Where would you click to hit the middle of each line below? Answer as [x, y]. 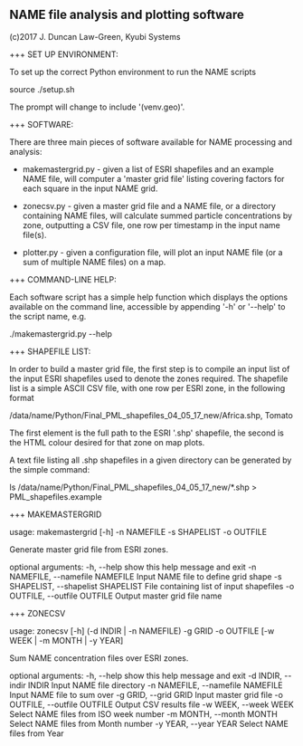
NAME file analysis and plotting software [127, 15]
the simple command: [50, 469]
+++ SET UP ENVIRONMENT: [64, 54]
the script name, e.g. [48, 316]
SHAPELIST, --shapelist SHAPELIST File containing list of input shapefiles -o [152, 586]
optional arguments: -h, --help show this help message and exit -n [133, 567]
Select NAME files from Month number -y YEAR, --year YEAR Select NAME [149, 723]
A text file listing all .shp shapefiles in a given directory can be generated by [151, 460]
